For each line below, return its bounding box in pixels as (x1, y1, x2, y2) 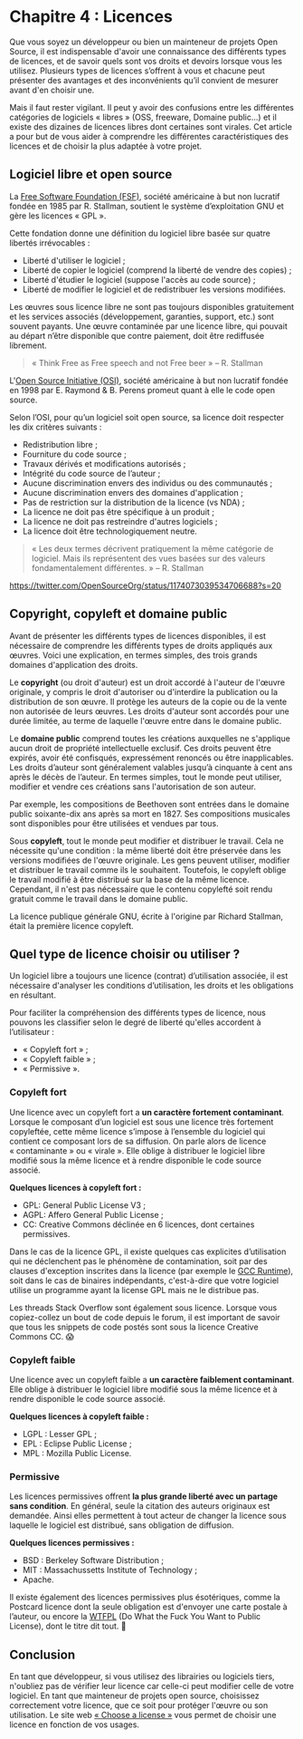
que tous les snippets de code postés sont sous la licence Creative (9, 1321, 260, 1332)
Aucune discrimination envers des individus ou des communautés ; (22, 478, 273, 488)
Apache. (22, 1574, 54, 1585)
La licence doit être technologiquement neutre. (22, 526, 197, 536)
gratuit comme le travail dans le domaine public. (9, 893, 188, 903)
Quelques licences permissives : (9, 1538, 135, 1549)
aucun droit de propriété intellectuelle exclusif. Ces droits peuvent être (9, 742, 271, 753)
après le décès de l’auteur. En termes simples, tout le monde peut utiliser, (9, 771, 282, 782)
